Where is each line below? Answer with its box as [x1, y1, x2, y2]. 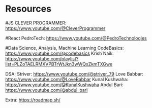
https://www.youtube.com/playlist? [5, 55, 79, 61]
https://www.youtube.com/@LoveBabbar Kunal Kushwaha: [5, 76, 129, 82]
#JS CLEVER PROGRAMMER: [5, 20, 67, 26]
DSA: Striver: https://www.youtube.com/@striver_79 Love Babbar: [5, 70, 143, 77]
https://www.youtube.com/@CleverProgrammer [5, 25, 106, 31]
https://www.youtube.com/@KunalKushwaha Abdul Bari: [5, 82, 124, 88]
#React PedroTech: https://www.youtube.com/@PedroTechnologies [5, 35, 147, 41]
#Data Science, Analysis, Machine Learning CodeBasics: [5, 45, 124, 51]
